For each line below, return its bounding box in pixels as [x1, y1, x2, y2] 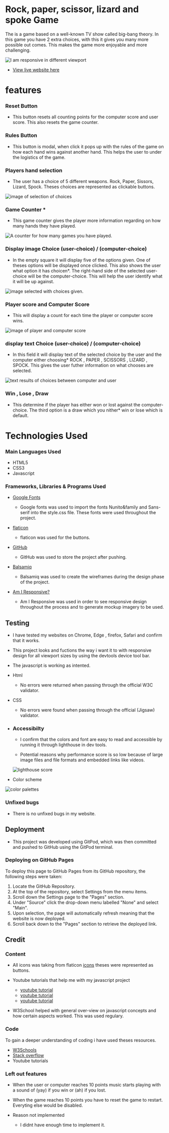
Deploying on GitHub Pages [5, 856, 74, 864]
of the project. [20, 579, 50, 585]
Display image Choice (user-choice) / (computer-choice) [5, 245, 147, 252]
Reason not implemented [12, 1112, 65, 1118]
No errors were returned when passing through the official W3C [20, 682, 153, 688]
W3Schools [12, 1047, 37, 1053]
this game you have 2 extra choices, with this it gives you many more [5, 36, 149, 42]
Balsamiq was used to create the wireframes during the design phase [20, 574, 164, 580]
